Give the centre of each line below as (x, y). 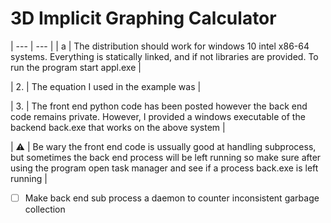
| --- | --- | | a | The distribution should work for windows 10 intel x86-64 (160, 46)
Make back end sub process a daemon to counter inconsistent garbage (172, 198)
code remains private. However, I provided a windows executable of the (158, 116)
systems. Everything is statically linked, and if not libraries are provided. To (164, 56)
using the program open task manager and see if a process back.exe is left (164, 168)
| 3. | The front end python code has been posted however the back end (159, 106)
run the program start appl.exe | (76, 67)
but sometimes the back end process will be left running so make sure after (166, 157)
